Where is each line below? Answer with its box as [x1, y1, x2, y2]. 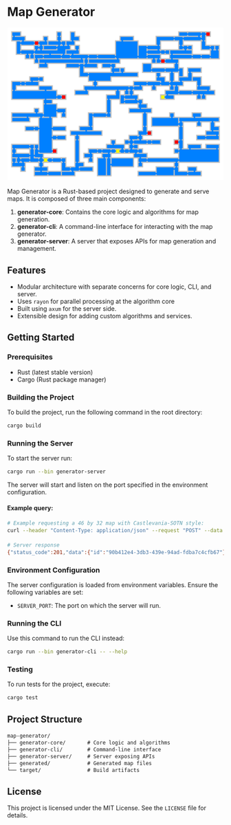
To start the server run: [7, 454, 72, 463]
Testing [7, 665, 33, 674]
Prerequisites [7, 352, 53, 362]
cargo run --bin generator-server [7, 468, 107, 475]
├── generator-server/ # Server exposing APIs [7, 753, 155, 760]
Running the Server [7, 438, 74, 448]
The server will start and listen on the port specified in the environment [7, 481, 208, 489]
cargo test [7, 694, 38, 701]
